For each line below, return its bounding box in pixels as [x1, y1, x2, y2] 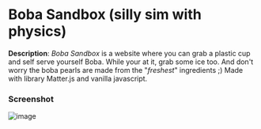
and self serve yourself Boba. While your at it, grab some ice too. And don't [8, 57, 254, 66]
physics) [8, 22, 67, 40]
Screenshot [8, 93, 54, 104]
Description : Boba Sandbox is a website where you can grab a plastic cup [8, 48, 251, 58]
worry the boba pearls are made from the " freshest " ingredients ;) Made [8, 65, 244, 74]
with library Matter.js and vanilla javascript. [8, 74, 148, 83]
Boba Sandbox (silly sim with [8, 6, 202, 24]
